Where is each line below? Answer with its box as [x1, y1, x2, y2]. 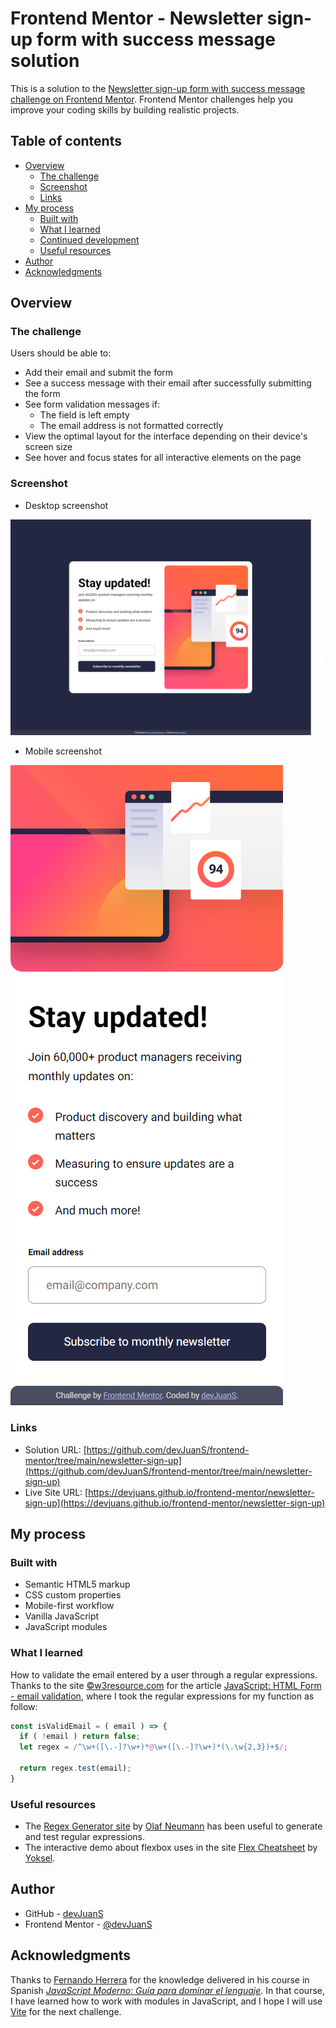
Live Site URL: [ [24, 1486, 89, 1498]
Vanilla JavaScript [24, 1610, 100, 1622]
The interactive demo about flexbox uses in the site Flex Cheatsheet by [24, 1842, 318, 1854]
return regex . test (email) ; [19, 1763, 132, 1774]
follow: [10, 1700, 38, 1712]
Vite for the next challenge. [10, 2005, 122, 2017]
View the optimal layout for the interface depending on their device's [24, 430, 308, 442]
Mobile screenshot [24, 745, 102, 757]
